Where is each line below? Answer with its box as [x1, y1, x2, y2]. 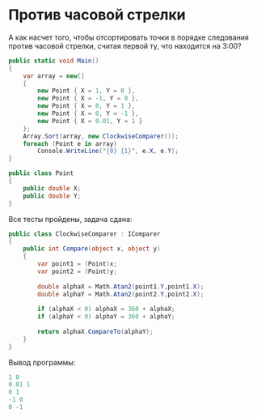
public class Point [8, 169, 74, 177]
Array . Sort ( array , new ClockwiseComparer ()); [23, 132, 179, 140]
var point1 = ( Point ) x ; [37, 260, 117, 268]
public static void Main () [8, 57, 99, 65]
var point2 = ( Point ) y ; [37, 267, 117, 275]
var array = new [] [23, 71, 85, 80]
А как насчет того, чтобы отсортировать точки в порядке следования [8, 32, 249, 42]
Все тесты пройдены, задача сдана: [8, 214, 133, 224]
